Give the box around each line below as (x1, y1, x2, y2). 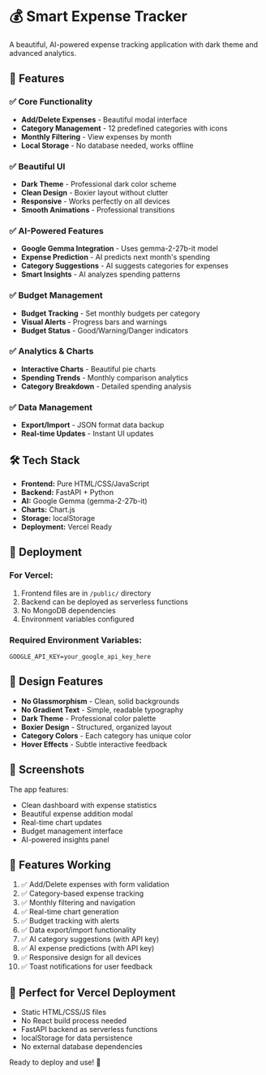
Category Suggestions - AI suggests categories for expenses (20, 261, 230, 271)
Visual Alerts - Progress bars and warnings (20, 316, 167, 326)
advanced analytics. (9, 48, 77, 58)
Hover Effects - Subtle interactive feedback (20, 739, 168, 749)
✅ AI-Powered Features (9, 225, 104, 236)
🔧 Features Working (9, 858, 112, 871)
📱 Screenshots (9, 763, 85, 776)
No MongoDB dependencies (20, 605, 116, 615)
